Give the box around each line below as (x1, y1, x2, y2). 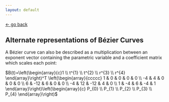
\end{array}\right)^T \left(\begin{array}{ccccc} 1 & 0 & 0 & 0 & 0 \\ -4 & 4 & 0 (5, 75, 164, 81)
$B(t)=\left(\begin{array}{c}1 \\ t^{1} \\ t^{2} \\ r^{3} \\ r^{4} (5, 70, 126, 76)
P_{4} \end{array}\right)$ (5, 91, 58, 97)
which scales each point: (5, 60, 57, 66)
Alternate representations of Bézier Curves (5, 36, 144, 44)
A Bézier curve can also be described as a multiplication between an (5, 49, 148, 56)
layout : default (5, 7, 39, 13)
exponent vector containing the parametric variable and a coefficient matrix (5, 55, 162, 61)
